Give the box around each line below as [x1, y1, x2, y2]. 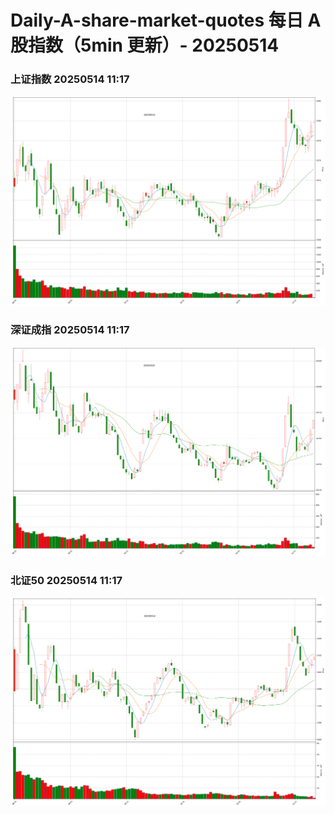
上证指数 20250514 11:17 [10, 72, 130, 86]
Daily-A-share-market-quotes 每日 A [10, 9, 322, 32]
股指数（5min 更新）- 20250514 [10, 34, 280, 57]
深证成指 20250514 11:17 [10, 323, 130, 337]
